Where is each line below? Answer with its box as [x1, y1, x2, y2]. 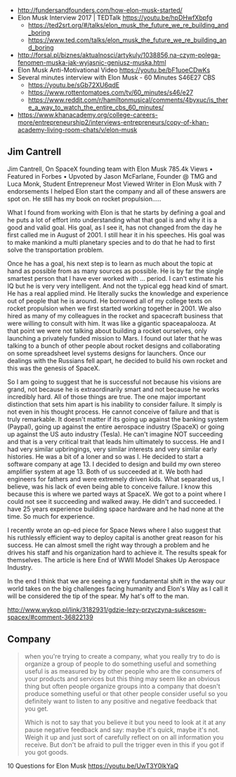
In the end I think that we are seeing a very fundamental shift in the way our [7, 576, 226, 585]
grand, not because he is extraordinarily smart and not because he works [7, 385, 220, 393]
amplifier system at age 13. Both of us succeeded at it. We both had [7, 467, 203, 476]
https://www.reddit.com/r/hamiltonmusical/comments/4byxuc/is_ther [27, 96, 228, 104]
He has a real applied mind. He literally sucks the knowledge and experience [7, 289, 229, 298]
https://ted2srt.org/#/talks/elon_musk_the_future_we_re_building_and [27, 21, 229, 29]
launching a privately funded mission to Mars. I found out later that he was [7, 334, 223, 342]
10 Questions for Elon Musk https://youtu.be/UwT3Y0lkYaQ [7, 762, 179, 770]
